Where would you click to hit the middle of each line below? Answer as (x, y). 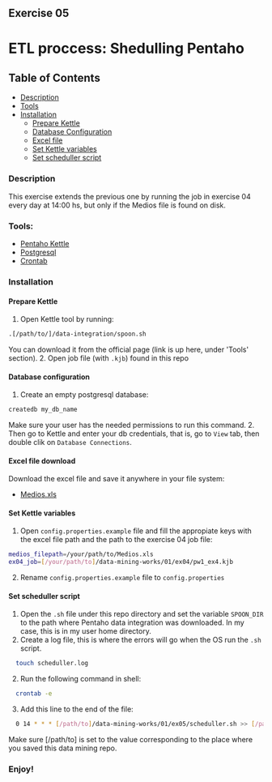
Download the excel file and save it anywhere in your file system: (117, 479)
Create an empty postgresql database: (84, 395)
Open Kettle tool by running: (67, 319)
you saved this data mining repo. (63, 748)
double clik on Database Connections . (70, 442)
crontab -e (34, 694)
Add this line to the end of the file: (76, 709)
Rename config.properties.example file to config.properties (122, 578)
